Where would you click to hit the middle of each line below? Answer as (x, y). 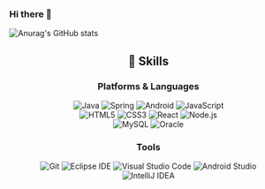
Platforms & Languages (148, 86)
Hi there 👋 (31, 14)
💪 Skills (148, 61)
